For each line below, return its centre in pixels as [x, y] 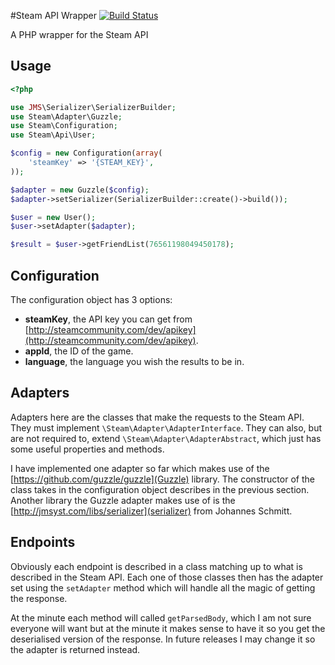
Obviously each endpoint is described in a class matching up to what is [156, 566]
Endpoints [43, 542]
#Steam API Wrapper [53, 15]
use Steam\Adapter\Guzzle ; [66, 116]
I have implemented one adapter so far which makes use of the [140, 468]
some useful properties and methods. [87, 449]
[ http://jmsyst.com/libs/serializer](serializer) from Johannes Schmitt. [151, 511]
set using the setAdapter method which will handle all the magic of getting [163, 587]
